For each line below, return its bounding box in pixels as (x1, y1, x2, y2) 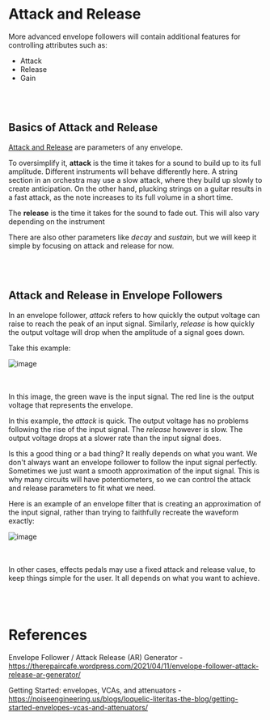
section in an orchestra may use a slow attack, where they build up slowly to (8, 175, 263, 184)
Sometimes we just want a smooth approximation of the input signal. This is (8, 466, 260, 476)
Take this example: (8, 343, 71, 353)
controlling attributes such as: (8, 40, 108, 49)
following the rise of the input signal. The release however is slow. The (8, 424, 243, 434)
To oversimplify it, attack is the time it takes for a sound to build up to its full (8, 158, 261, 167)
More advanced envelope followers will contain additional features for (8, 32, 241, 41)
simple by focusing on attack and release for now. (8, 240, 175, 251)
